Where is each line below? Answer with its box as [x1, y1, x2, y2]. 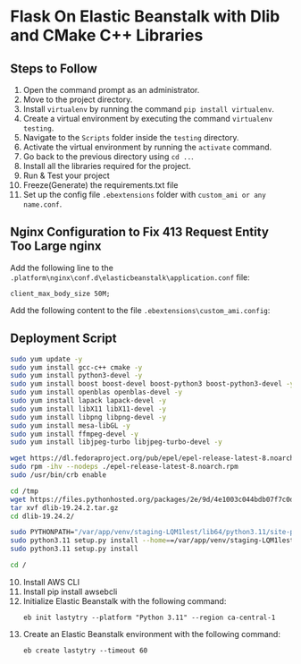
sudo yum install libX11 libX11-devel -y [10, 404, 167, 413]
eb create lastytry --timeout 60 [22, 646, 148, 655]
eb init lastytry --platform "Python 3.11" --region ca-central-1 [22, 613, 276, 622]
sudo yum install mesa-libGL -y [10, 421, 130, 430]
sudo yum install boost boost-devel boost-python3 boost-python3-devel [10, 379, 282, 388]
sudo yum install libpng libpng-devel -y [10, 413, 167, 421]
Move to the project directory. [22, 94, 133, 105]
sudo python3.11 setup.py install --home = [10, 536, 171, 545]
